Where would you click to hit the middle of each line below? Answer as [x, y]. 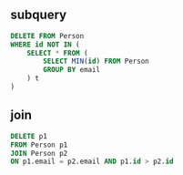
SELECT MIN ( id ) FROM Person [96, 62]
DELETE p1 [29, 136]
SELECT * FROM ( [58, 53]
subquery [39, 15]
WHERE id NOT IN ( [45, 45]
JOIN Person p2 [39, 153]
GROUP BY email [72, 70]
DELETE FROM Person [47, 36]
